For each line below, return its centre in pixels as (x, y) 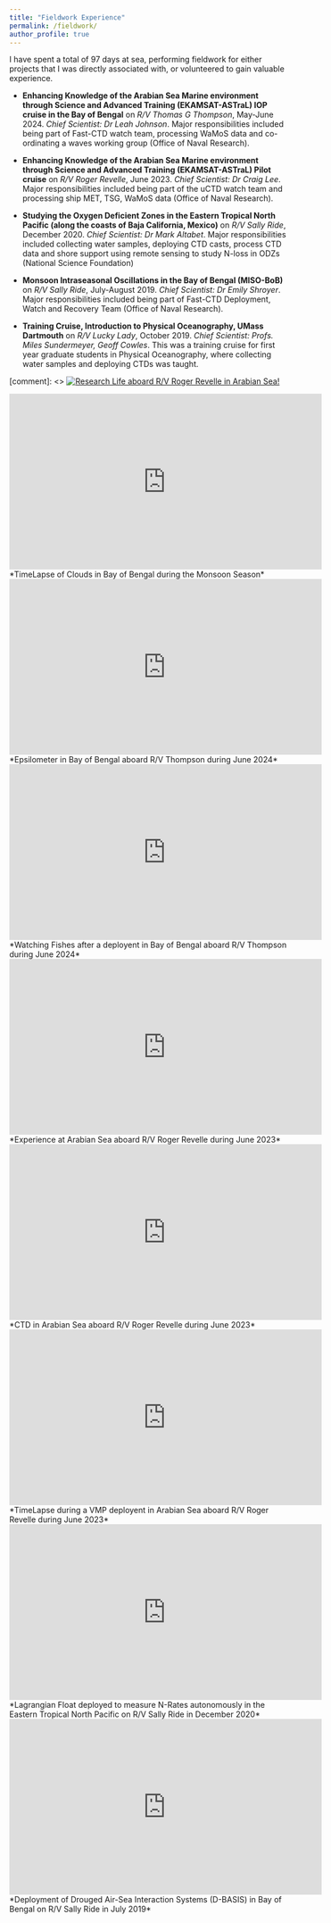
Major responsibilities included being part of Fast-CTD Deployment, (146, 299)
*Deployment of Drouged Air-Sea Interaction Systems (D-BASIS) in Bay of (146, 1900)
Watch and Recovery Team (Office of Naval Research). (123, 309)
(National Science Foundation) (78, 263)
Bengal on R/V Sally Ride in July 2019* (80, 1909)
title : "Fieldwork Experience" (67, 17)
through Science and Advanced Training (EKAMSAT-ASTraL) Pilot (147, 170)
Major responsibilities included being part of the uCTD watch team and (152, 189)
